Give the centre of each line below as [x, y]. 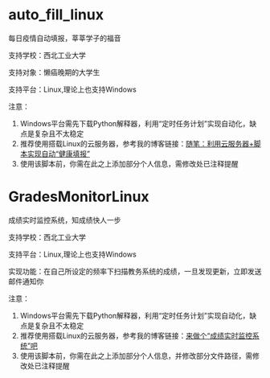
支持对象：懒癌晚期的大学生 [54, 72]
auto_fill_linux [56, 15]
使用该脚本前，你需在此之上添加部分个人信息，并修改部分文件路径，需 [136, 355]
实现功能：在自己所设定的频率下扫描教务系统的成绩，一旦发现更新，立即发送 [135, 271]
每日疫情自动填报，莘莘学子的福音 [65, 38]
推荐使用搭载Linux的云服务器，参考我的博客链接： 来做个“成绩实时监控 [136, 335]
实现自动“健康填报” [59, 154]
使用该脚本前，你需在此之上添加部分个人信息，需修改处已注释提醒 [129, 163]
